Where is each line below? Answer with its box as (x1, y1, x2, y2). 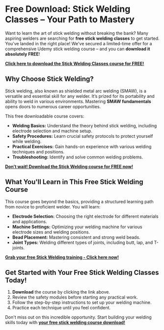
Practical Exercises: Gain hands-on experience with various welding (12, 144, 152, 150)
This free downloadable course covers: (5, 113, 84, 119)
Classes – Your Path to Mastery (5, 14, 135, 25)
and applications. (12, 218, 48, 224)
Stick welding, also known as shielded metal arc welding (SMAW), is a (5, 88, 146, 94)
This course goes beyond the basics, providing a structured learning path (5, 198, 154, 205)
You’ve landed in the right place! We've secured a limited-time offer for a (5, 40, 152, 46)
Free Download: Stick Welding (5, 3, 131, 15)
